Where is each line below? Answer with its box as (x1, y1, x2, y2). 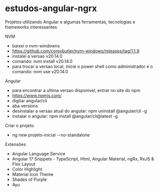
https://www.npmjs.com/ (12, 93, 62, 98)
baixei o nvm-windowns (12, 43, 60, 48)
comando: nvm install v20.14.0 (12, 58, 73, 64)
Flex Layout (12, 161, 35, 167)
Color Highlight (12, 166, 43, 172)
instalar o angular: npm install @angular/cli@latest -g (12, 113, 118, 119)
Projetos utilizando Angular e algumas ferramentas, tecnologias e (5, 19, 136, 25)
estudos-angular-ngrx (5, 3, 97, 14)
